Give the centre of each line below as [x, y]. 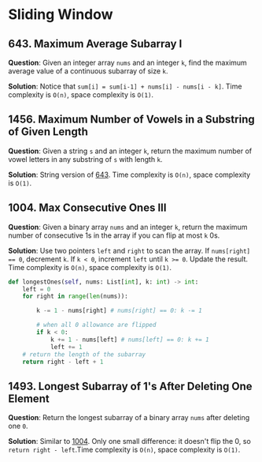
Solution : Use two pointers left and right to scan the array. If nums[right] [129, 250]
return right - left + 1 [63, 362]
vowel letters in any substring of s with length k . [85, 159]
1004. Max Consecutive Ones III [87, 208]
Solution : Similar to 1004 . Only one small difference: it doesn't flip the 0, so [130, 441]
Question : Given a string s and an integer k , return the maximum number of [130, 151]
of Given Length [48, 132]
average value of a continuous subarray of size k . [88, 71]
